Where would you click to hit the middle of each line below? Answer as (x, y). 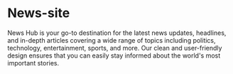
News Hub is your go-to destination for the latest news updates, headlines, (117, 33)
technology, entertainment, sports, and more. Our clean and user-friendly (115, 48)
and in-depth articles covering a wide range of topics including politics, (112, 40)
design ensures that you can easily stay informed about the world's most (114, 55)
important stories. (33, 63)
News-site (39, 13)
